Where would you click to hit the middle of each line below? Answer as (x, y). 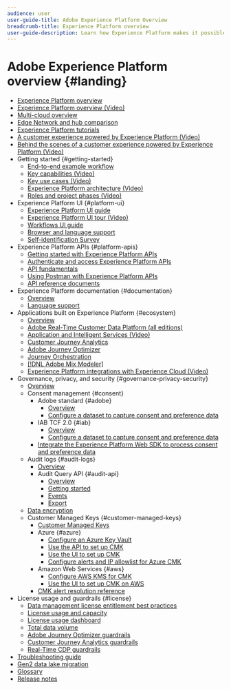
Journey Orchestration (59, 357)
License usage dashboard (64, 620)
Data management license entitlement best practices (102, 606)
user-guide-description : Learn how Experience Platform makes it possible (117, 33)
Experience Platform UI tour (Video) (78, 218)
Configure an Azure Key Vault (90, 540)
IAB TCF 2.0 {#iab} (64, 423)
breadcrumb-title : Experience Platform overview (78, 26)
